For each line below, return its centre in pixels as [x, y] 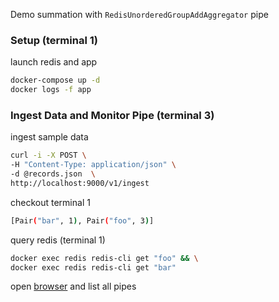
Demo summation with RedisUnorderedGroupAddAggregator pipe [139, 14]
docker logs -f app [51, 90]
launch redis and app [54, 62]
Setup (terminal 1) [54, 40]
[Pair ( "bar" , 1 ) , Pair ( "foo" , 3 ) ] [82, 220]
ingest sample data [49, 137]
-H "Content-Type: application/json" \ [93, 165]
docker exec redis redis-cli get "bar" [93, 267]
